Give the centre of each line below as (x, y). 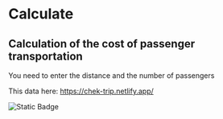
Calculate (41, 14)
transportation (45, 56)
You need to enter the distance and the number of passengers (111, 76)
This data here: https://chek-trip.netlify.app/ (81, 91)
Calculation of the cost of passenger (102, 44)
